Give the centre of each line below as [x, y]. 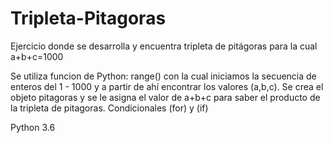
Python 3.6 [33, 127]
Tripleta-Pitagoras [88, 18]
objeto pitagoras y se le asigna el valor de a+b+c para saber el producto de [165, 97]
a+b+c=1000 [37, 56]
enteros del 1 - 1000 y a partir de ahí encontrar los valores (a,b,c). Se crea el [167, 86]
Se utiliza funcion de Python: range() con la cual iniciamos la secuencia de [163, 76]
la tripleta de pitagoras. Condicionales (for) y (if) [109, 108]
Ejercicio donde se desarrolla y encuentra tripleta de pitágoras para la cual [164, 46]
